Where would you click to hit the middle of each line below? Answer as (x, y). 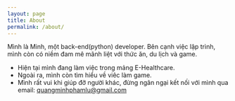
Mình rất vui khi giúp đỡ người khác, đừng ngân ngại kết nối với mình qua (123, 83)
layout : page (26, 14)
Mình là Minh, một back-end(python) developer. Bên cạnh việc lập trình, (112, 47)
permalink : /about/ (36, 27)
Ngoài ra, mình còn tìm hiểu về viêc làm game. (85, 75)
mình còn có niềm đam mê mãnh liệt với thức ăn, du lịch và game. (102, 54)
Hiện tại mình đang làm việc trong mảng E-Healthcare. (96, 68)
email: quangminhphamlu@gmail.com (72, 90)
